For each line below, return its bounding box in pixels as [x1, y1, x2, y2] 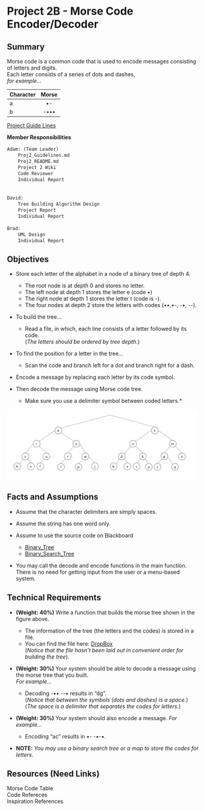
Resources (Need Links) [7, 768, 100, 779]
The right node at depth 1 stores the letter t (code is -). [24, 295, 162, 303]
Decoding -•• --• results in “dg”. [24, 690, 107, 697]
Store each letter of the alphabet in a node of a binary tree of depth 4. [15, 270, 191, 278]
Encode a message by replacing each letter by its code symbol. [15, 373, 175, 381]
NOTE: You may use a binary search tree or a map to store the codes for [15, 744, 199, 752]
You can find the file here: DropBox [24, 640, 113, 647]
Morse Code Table [7, 785, 54, 792]
